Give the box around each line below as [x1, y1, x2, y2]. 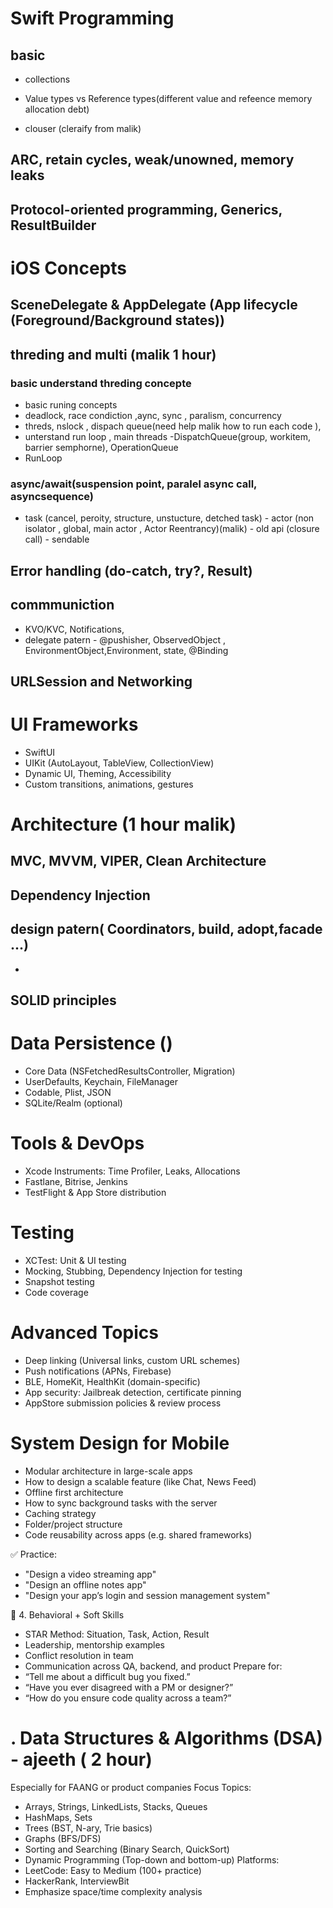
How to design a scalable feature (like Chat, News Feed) [24, 1475, 257, 1487]
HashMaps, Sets [24, 1811, 93, 1823]
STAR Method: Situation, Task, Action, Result [24, 1628, 210, 1640]
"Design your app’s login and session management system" [24, 1589, 271, 1601]
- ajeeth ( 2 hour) [10, 1748, 153, 1771]
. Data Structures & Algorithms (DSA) [10, 1727, 323, 1749]
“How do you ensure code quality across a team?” [24, 1692, 232, 1704]
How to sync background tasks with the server [24, 1497, 218, 1509]
